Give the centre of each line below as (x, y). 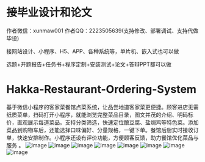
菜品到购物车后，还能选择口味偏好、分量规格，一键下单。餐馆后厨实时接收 (100, 130)
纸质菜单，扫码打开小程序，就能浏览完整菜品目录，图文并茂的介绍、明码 (97, 114)
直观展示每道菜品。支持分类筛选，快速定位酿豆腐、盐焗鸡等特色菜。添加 (108, 122)
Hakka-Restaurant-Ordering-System (102, 90)
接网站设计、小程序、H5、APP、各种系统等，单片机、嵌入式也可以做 (93, 51)
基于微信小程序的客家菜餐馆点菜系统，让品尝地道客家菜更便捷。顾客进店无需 (103, 107)
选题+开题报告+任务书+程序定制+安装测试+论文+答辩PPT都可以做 (89, 64)
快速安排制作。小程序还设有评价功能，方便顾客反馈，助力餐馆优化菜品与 (108, 138)
